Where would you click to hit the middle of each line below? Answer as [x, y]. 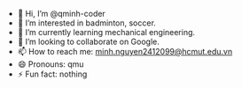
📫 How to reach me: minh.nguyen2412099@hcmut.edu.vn [125, 51]
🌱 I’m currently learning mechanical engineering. [106, 32]
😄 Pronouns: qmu [51, 64]
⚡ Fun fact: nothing [52, 74]
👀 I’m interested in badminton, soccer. [87, 23]
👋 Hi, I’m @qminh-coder [62, 14]
